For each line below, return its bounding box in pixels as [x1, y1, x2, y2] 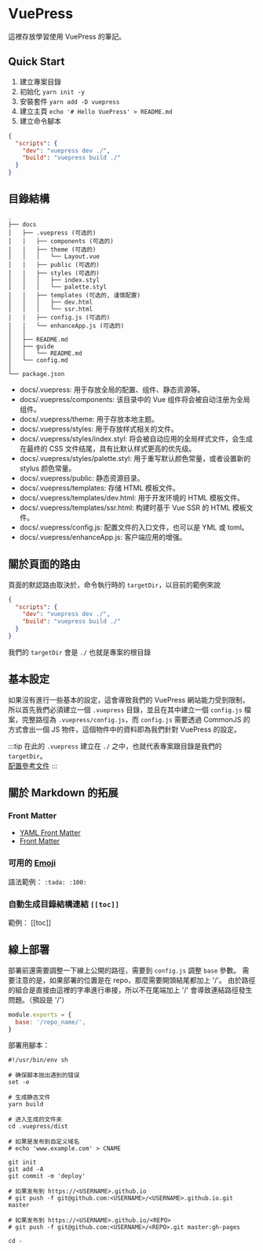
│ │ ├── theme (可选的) [8, 245, 97, 253]
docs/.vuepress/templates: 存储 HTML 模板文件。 [19, 483, 181, 493]
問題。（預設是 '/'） [8, 995, 69, 1004]
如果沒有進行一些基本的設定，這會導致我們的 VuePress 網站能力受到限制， [8, 695, 250, 704]
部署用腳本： [8, 1040, 49, 1050]
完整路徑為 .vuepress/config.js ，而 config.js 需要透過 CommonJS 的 [21, 714, 250, 724]
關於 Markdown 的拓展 [8, 786, 119, 799]
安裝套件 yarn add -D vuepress [19, 96, 120, 106]
